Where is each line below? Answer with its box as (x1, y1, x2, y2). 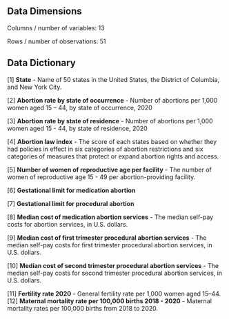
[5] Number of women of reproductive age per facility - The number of (7, 165, 212, 174)
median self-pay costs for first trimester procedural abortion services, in (7, 240, 212, 249)
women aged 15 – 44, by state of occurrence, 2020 (7, 103, 153, 112)
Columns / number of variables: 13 (7, 23, 105, 32)
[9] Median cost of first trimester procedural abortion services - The (7, 234, 207, 242)
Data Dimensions (7, 6, 83, 17)
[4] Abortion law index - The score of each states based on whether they (7, 137, 217, 145)
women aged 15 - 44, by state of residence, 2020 (7, 124, 148, 132)
